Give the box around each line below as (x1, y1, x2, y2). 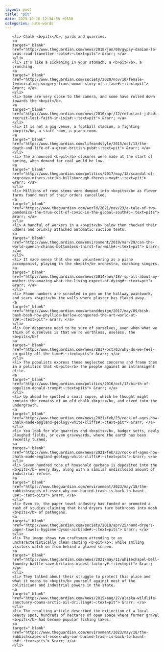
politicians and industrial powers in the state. (12, 583, 116, 588)
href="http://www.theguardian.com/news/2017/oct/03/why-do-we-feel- (12, 347, 155, 352)
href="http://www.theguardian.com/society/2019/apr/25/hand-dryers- (12, 523, 155, 528)
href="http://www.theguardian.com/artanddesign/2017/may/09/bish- (12, 309, 151, 314)
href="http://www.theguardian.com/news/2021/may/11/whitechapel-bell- (12, 557, 160, 562)
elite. (12, 368, 26, 374)
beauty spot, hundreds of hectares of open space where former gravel (12, 613, 160, 618)
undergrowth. (12, 403, 39, 408)
